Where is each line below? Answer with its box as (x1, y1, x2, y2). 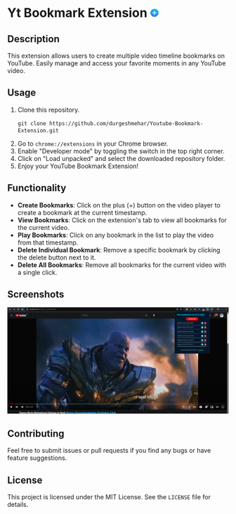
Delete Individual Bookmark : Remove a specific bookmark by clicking (17, 245, 221, 254)
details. (7, 500, 29, 508)
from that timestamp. (17, 238, 79, 247)
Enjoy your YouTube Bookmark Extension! (17, 162, 139, 170)
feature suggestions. (7, 454, 67, 462)
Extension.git (17, 127, 59, 134)
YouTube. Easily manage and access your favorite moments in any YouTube (7, 59, 226, 68)
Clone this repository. (17, 105, 80, 114)
